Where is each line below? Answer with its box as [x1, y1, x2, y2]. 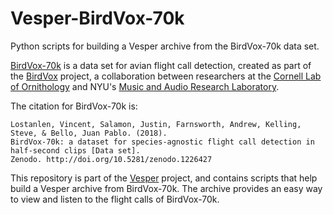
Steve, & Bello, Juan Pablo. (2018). [10, 128, 168, 138]
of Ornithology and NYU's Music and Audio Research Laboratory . [10, 80, 280, 92]
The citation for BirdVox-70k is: [10, 100, 138, 112]
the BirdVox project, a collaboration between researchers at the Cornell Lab [10, 70, 322, 82]
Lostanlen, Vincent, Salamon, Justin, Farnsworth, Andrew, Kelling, [10, 119, 302, 129]
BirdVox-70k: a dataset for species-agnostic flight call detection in [10, 137, 315, 147]
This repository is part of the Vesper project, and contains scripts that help [10, 172, 318, 184]
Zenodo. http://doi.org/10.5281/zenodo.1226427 [10, 154, 213, 164]
